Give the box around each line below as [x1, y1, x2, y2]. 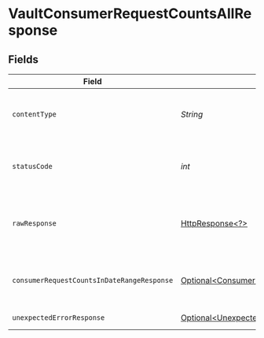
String [180, 109, 203, 119]
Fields [8, 53, 39, 66]
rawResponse [12, 219, 57, 228]
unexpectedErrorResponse [12, 314, 105, 322]
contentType [12, 110, 57, 119]
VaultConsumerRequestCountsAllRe [8, 5, 252, 23]
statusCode [12, 162, 53, 171]
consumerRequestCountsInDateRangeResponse [12, 276, 174, 285]
